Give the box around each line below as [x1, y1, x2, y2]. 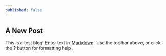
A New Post [5, 26, 43, 35]
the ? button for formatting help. [5, 45, 73, 51]
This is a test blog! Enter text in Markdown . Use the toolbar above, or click [5, 40, 161, 46]
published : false [5, 7, 42, 13]
